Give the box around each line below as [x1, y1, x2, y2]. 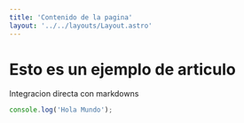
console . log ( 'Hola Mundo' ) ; [9, 105, 114, 115]
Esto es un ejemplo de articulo [9, 59, 237, 80]
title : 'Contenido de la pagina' [9, 12, 133, 22]
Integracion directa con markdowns [9, 88, 139, 99]
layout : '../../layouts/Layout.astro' [9, 21, 153, 30]
